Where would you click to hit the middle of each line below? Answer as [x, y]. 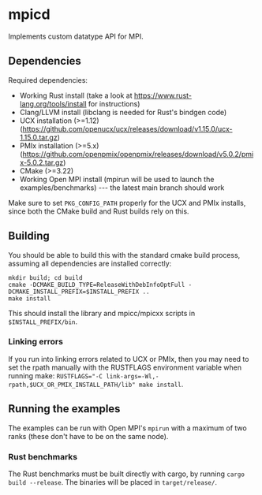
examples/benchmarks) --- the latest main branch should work [122, 188]
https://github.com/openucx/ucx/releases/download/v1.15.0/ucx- [127, 128]
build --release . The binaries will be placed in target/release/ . [112, 482]
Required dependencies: [48, 80]
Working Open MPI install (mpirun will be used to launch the [117, 179]
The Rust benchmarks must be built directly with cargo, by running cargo [126, 474]
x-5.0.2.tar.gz [41, 162]
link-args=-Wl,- [133, 376]
